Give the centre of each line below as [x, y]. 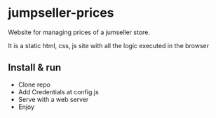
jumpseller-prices [61, 13]
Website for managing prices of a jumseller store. [79, 32]
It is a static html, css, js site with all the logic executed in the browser [109, 45]
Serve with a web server [53, 99]
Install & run [35, 68]
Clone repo [34, 84]
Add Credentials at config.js [58, 91]
